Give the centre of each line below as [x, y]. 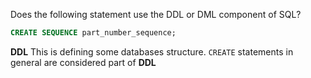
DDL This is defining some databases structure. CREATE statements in [152, 51]
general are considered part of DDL [83, 62]
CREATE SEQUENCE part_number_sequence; [93, 33]
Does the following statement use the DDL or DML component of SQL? [156, 14]
